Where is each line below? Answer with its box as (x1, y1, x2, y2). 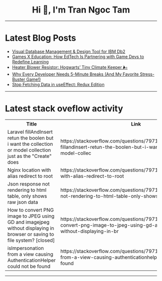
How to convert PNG (7, 206, 54, 213)
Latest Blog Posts (5, 32, 76, 44)
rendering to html (7, 187, 47, 193)
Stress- (139, 71, 155, 77)
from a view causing (7, 250, 54, 257)
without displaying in (7, 225, 54, 232)
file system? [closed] (7, 237, 55, 244)
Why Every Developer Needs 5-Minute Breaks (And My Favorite (12, 71, 139, 77)
